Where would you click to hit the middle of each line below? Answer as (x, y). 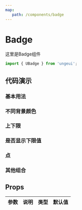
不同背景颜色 (21, 111)
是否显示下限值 (23, 141)
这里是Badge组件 (23, 54)
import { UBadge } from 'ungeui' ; (42, 64)
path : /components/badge (38, 15)
